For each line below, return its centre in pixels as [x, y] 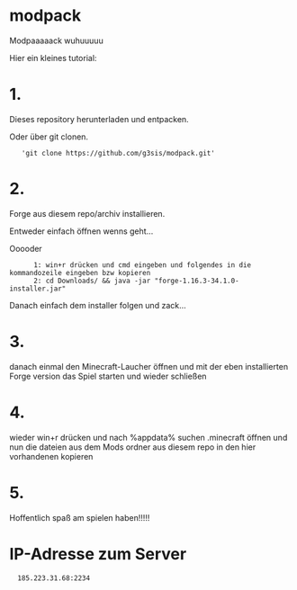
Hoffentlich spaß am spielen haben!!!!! [80, 517]
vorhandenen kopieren [51, 456]
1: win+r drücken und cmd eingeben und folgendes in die [142, 265]
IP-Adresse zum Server [98, 554]
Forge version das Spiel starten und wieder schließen [108, 376]
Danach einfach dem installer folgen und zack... [98, 305]
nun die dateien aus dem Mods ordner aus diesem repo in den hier [133, 447]
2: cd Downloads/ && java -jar [92, 281]
